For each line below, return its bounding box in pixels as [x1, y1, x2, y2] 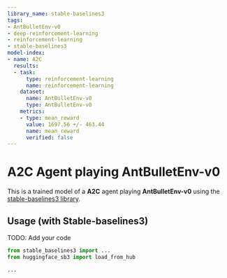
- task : [13, 69, 36, 76]
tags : [7, 17, 23, 24]
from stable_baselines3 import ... [7, 247, 111, 254]
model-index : [7, 50, 45, 57]
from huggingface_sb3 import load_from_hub [7, 253, 136, 260]
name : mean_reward [25, 127, 80, 134]
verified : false [25, 134, 73, 141]
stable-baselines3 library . [7, 195, 81, 203]
